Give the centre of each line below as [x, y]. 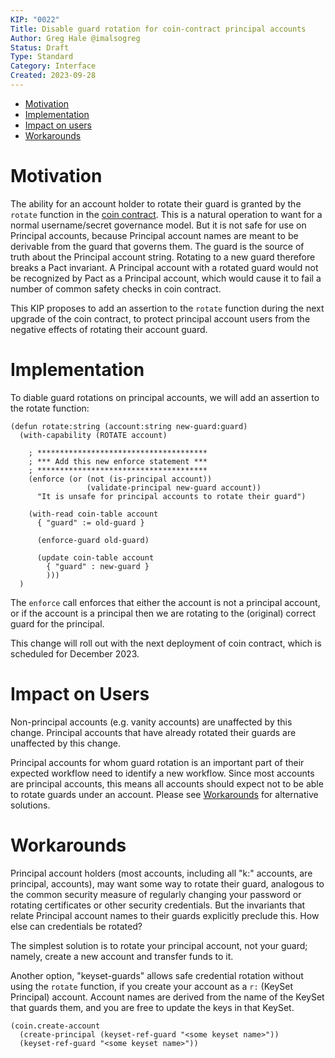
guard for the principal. [57, 623]
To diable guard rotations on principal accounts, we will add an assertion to [165, 397]
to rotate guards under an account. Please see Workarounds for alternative [164, 794]
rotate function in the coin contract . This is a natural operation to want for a [166, 214]
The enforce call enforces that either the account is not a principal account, [165, 602]
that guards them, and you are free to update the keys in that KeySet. [152, 1007]
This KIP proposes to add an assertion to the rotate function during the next [167, 308]
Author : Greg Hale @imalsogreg [75, 38]
